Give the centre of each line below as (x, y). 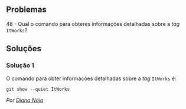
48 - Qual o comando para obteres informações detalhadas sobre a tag (93, 24)
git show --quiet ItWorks (38, 89)
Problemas (27, 10)
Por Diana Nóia (25, 100)
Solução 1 (20, 65)
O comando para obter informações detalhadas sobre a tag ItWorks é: (91, 78)
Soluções (24, 49)
